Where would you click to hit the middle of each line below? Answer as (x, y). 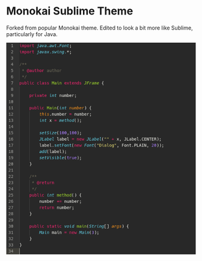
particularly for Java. (32, 34)
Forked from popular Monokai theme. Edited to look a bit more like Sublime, (100, 28)
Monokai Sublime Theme (70, 11)
